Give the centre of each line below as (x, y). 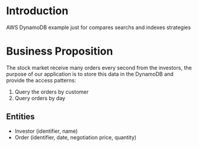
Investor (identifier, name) (46, 131)
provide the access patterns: (41, 80)
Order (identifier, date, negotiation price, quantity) (76, 137)
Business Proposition (60, 51)
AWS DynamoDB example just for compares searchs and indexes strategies (98, 27)
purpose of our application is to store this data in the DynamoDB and (90, 74)
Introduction (37, 11)
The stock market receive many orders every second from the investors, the (99, 68)
